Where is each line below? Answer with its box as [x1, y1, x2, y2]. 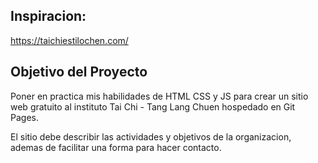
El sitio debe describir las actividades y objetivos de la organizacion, [10, 130, 292, 143]
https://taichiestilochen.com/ [10, 34, 129, 46]
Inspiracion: [10, 8, 87, 25]
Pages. [10, 111, 39, 123]
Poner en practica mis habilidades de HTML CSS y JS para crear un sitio [10, 90, 309, 102]
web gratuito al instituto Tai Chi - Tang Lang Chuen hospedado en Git [10, 100, 296, 113]
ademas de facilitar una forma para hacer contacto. [10, 141, 222, 153]
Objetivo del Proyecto [10, 64, 148, 81]
